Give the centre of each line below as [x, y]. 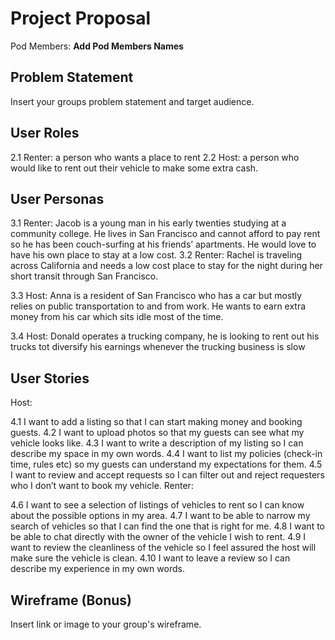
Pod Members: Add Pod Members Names [97, 46]
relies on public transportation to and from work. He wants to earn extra [158, 306]
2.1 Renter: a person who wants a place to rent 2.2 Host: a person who [155, 157]
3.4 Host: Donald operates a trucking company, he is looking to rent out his [165, 336]
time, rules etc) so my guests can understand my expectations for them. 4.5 [166, 464]
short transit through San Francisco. [84, 276]
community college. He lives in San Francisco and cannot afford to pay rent [165, 234]
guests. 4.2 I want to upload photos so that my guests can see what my [157, 433]
